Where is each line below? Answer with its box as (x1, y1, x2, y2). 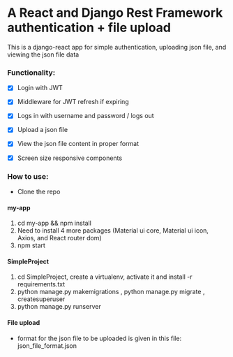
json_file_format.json (17, 341, 77, 350)
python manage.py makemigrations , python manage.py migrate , (17, 288, 205, 296)
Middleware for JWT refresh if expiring (17, 98, 129, 106)
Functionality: (7, 68, 56, 78)
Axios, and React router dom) (17, 234, 103, 242)
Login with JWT (17, 84, 63, 92)
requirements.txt (17, 280, 66, 289)
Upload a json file (17, 126, 68, 134)
